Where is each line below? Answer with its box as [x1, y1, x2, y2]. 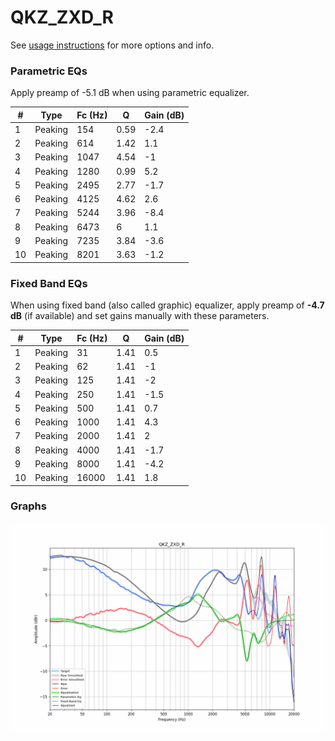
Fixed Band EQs [10, 276, 88, 290]
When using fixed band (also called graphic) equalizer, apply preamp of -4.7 [10, 299, 325, 311]
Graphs [10, 499, 47, 513]
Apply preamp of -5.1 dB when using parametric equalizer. [10, 87, 250, 99]
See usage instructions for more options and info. [10, 39, 215, 51]
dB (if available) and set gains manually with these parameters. [10, 310, 270, 322]
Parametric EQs [10, 64, 88, 78]
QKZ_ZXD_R [10, 6, 114, 29]
